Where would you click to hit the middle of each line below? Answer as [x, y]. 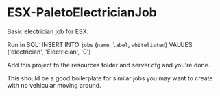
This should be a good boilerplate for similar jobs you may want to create [110, 78]
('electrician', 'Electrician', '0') [49, 52]
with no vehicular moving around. [54, 85]
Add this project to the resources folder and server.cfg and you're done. [109, 65]
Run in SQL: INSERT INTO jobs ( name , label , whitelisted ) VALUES [100, 44]
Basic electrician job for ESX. [48, 31]
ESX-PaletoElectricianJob [82, 13]
